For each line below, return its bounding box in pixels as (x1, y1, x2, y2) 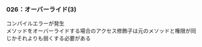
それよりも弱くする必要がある (16, 35, 91, 42)
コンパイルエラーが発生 (6, 20, 65, 27)
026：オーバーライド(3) (6, 5, 77, 13)
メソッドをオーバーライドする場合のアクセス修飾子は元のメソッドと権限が (6, 27, 191, 35)
